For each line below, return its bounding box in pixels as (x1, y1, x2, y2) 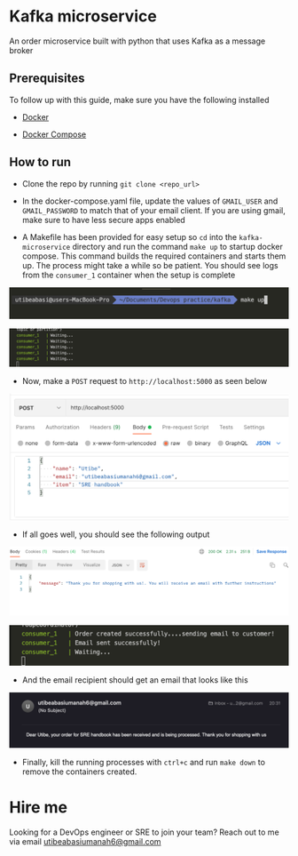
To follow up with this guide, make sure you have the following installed (9, 94, 270, 105)
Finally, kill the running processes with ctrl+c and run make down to (21, 757, 266, 768)
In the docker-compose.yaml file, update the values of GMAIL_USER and (21, 196, 278, 206)
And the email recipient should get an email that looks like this (21, 675, 248, 685)
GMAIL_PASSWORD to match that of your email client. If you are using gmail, (21, 204, 286, 215)
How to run (9, 155, 72, 170)
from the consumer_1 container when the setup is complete (21, 269, 236, 280)
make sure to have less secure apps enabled (21, 214, 186, 225)
